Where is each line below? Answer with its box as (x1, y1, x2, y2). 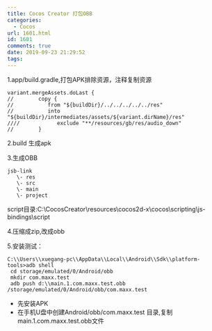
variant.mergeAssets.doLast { (7, 89, 95, 96)
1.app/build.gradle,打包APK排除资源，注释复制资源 (7, 75, 152, 83)
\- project (16, 192, 49, 199)
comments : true (7, 42, 51, 49)
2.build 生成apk (7, 138, 51, 147)
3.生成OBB (7, 154, 38, 162)
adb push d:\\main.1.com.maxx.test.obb (10, 280, 127, 287)
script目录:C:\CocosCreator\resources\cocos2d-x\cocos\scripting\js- (7, 204, 206, 213)
